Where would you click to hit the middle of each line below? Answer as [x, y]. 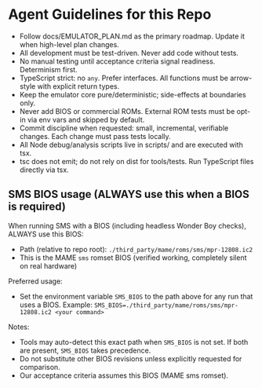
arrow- [241, 78]
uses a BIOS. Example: [56, 305]
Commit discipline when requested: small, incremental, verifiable [124, 128]
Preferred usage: [35, 281]
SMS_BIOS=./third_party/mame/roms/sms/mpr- [166, 305]
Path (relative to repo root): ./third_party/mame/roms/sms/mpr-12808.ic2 [136, 249]
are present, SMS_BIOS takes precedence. [85, 350]
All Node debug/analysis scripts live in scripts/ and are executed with [131, 145]
